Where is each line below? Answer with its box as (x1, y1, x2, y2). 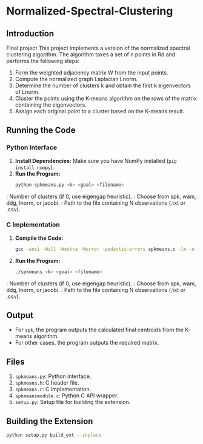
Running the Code (6, 125, 76, 136)
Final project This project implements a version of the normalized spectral (6, 44, 190, 51)
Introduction (6, 28, 55, 39)
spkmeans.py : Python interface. (15, 373, 92, 380)
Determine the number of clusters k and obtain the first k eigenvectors (15, 82, 191, 89)
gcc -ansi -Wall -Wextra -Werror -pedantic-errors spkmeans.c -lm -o (15, 246, 195, 252)
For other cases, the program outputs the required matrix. (15, 339, 159, 346)
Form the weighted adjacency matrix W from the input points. (15, 69, 168, 76)
